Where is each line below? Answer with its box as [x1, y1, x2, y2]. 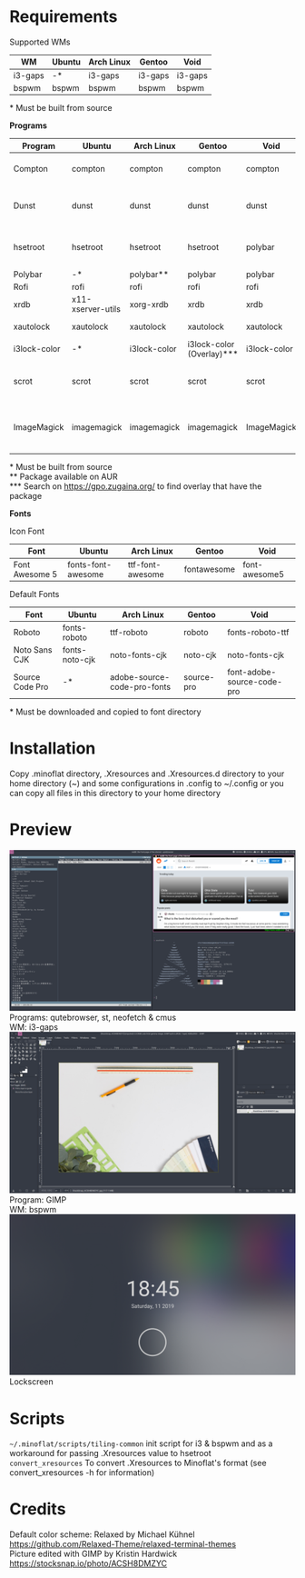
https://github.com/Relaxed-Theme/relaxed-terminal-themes [9, 1539, 237, 1550]
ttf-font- [127, 559, 162, 570]
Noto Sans [13, 644, 53, 655]
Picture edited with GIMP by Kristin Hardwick [9, 1548, 178, 1560]
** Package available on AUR [9, 471, 118, 482]
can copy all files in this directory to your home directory [9, 787, 221, 798]
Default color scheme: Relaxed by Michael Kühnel [9, 1529, 195, 1540]
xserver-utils [71, 304, 121, 315]
